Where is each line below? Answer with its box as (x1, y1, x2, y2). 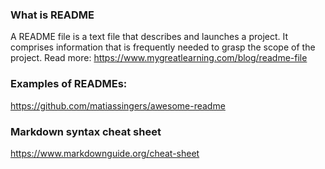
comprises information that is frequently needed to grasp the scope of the (10, 41, 316, 53)
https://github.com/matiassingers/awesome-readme (10, 99, 226, 112)
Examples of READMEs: (10, 77, 128, 91)
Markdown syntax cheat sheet (10, 124, 162, 138)
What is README (10, 8, 95, 22)
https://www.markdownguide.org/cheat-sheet (10, 147, 200, 159)
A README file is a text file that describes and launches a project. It (10, 31, 289, 43)
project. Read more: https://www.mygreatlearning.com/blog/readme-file (10, 52, 308, 64)
